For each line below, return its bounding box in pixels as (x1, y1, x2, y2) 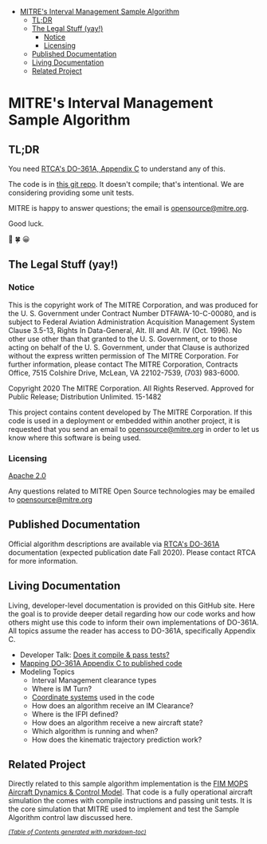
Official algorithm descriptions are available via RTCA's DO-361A (8, 539, 220, 549)
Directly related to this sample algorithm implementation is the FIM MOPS (8, 779, 249, 789)
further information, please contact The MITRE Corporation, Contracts (8, 359, 239, 369)
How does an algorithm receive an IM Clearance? (31, 700, 194, 710)
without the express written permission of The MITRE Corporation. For (8, 351, 239, 360)
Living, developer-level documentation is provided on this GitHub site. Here (8, 600, 255, 610)
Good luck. (8, 219, 45, 228)
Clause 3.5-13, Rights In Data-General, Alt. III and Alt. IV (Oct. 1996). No (8, 325, 242, 335)
